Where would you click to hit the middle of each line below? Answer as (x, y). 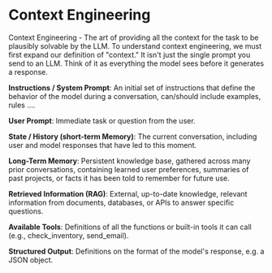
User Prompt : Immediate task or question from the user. (102, 120)
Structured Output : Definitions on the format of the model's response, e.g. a (136, 251)
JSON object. (31, 260)
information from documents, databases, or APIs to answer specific (121, 202)
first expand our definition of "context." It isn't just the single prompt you (130, 54)
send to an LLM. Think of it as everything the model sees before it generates (136, 63)
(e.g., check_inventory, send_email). (69, 235)
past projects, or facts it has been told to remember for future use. (119, 178)
